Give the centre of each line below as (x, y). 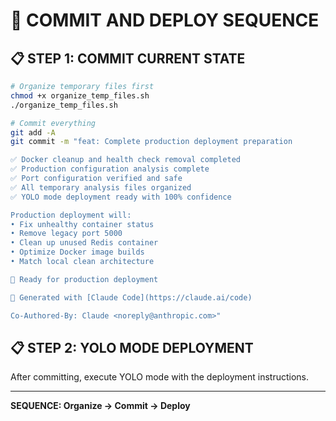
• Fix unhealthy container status (82, 224)
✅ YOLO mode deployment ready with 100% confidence (121, 197)
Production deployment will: (71, 215)
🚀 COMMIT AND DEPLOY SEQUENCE (165, 20)
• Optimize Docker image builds (77, 252)
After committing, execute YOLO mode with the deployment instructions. (159, 377)
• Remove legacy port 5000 (66, 234)
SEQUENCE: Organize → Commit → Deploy (100, 406)
